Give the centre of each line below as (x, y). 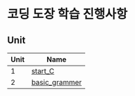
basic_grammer (56, 82)
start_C (43, 71)
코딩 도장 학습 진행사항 (67, 14)
